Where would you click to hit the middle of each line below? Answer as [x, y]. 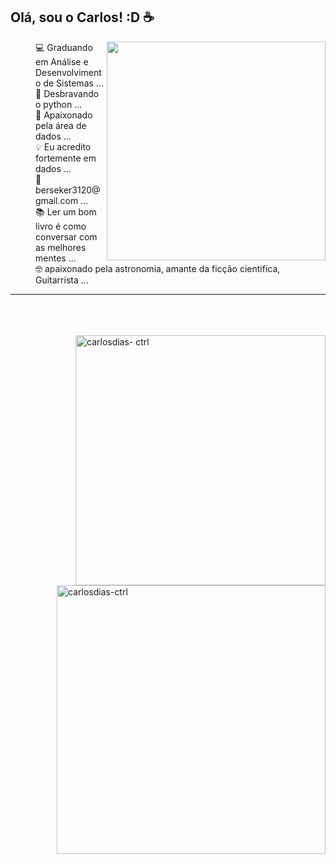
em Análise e [62, 61]
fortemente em [66, 158]
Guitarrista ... [62, 280]
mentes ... [56, 258]
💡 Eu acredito [63, 146]
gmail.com [57, 200]
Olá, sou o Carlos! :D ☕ [82, 17]
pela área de [61, 125]
